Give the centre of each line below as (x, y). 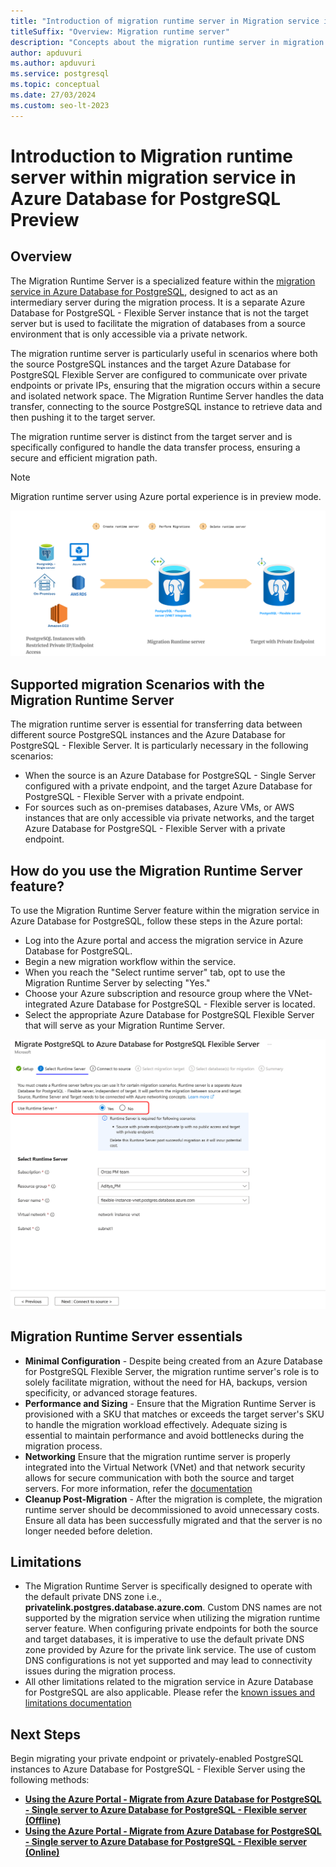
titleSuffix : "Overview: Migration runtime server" (120, 31)
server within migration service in (153, 177)
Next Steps (45, 1734)
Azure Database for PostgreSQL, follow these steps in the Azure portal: (156, 921)
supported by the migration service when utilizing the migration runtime (172, 1618)
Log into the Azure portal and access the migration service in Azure (164, 941)
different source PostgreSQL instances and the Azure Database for (148, 735)
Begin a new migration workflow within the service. (130, 962)
